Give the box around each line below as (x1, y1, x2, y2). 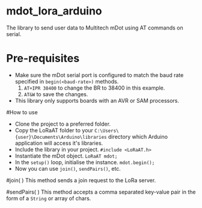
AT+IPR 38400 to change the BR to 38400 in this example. (23, 84, 165, 91)
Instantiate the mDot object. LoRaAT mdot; (14, 152, 118, 159)
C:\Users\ (94, 127, 119, 133)
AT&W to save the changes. (23, 90, 88, 97)
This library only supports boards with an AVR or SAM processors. (14, 97, 179, 104)
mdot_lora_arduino (6, 4, 102, 18)
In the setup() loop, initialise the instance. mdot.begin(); (14, 158, 155, 166)
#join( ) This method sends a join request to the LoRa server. (6, 176, 156, 184)
